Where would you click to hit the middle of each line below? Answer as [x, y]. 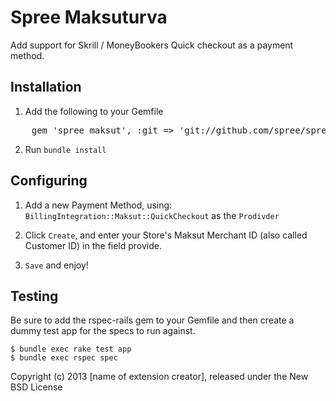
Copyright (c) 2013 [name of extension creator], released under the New [159, 377]
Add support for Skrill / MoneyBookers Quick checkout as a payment [152, 45]
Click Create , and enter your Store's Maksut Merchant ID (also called [166, 235]
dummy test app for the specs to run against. [103, 331]
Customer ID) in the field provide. [93, 245]
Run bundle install [65, 149]
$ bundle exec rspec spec [64, 358]
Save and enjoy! [56, 265]
